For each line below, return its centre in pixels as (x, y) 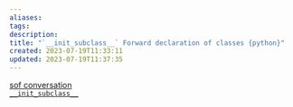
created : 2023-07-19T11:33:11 (66, 51)
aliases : (26, 18)
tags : (19, 26)
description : (34, 34)
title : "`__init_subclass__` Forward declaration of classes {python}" (147, 43)
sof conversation (41, 85)
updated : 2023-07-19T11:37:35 (66, 59)
